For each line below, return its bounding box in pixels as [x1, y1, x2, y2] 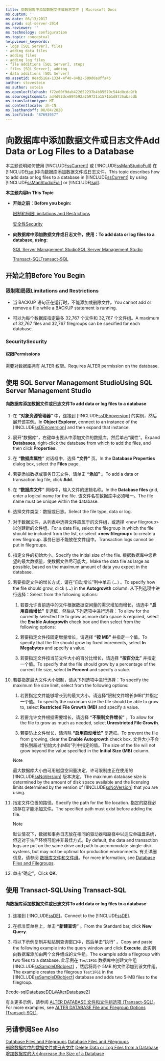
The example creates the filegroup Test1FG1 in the [12, 969, 114, 975]
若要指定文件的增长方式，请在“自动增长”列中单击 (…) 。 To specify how [12, 579, 156, 585]
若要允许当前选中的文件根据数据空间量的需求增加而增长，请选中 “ [20, 602, 153, 608]
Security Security [5, 338, 47, 345]
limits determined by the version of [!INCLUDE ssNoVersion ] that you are [12, 784, 158, 790]
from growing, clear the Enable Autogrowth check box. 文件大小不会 [20, 736, 159, 742]
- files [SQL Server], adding [5, 67, 68, 72]
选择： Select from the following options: [17, 592, 98, 598]
